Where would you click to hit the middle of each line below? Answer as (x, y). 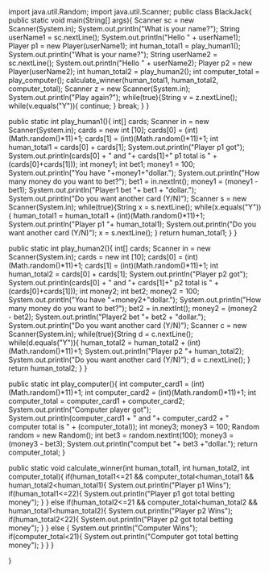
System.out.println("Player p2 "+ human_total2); (164, 351)
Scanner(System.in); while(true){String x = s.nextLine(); (101, 207)
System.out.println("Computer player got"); (80, 409)
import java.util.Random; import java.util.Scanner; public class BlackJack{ (130, 12)
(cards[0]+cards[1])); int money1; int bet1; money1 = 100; (102, 164)
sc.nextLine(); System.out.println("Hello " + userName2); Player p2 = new (130, 63)
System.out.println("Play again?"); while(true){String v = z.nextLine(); (123, 97)
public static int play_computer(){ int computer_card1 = (99, 384)
